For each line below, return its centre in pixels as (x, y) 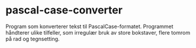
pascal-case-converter (64, 10)
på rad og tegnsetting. (33, 39)
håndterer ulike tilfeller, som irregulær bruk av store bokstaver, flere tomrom (98, 32)
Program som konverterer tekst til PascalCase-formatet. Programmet (89, 26)
